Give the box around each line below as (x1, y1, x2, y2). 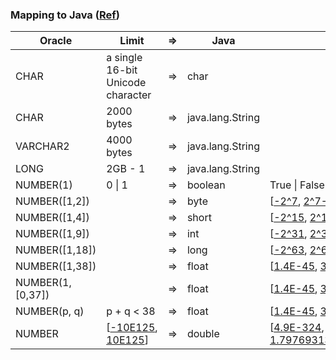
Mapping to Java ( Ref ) (10, 8, 120, 22)
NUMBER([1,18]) (15, 243, 97, 257)
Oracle (39, 34, 73, 48)
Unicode (106, 76, 147, 90)
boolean (186, 178, 226, 192)
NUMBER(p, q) (15, 304, 85, 318)
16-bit (106, 63, 138, 77)
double (186, 327, 220, 341)
